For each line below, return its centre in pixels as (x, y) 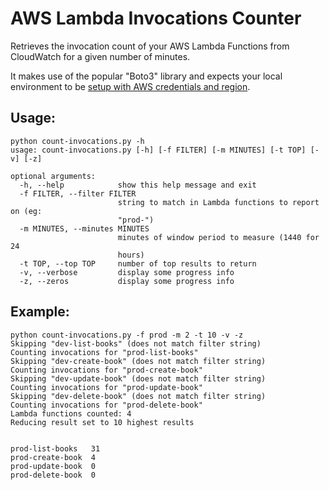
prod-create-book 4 (53, 457)
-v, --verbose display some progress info (127, 272)
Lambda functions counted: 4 (71, 413)
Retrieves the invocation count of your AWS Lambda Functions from (150, 46)
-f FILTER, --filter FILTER (78, 193)
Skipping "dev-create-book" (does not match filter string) (138, 361)
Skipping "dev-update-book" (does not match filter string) (138, 378)
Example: (40, 312)
